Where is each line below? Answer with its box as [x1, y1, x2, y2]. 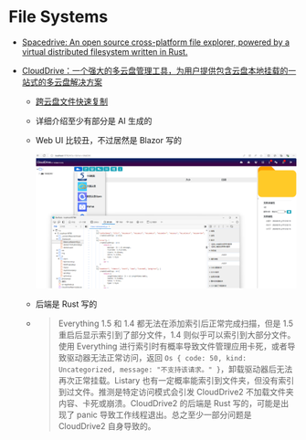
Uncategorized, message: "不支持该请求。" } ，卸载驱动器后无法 [58, 363, 293, 375]
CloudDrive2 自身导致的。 [58, 421, 156, 432]
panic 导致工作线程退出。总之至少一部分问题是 [76, 409, 252, 421]
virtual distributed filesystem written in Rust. [21, 46, 188, 57]
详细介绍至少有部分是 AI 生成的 [35, 115, 153, 126]
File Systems [8, 6, 109, 27]
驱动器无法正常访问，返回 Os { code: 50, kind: [66, 352, 248, 363]
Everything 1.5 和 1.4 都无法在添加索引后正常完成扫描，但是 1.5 [58, 318, 294, 330]
